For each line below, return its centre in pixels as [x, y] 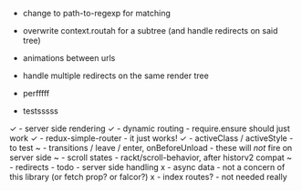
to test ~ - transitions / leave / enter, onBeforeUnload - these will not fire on [151, 148]
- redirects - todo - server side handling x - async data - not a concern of [147, 167]
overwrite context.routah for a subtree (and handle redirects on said [150, 30]
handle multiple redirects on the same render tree [116, 75]
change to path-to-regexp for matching [97, 13]
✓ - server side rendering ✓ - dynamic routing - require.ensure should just [150, 128]
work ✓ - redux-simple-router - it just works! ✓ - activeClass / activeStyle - [151, 138]
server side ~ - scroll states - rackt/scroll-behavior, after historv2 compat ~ [151, 157]
